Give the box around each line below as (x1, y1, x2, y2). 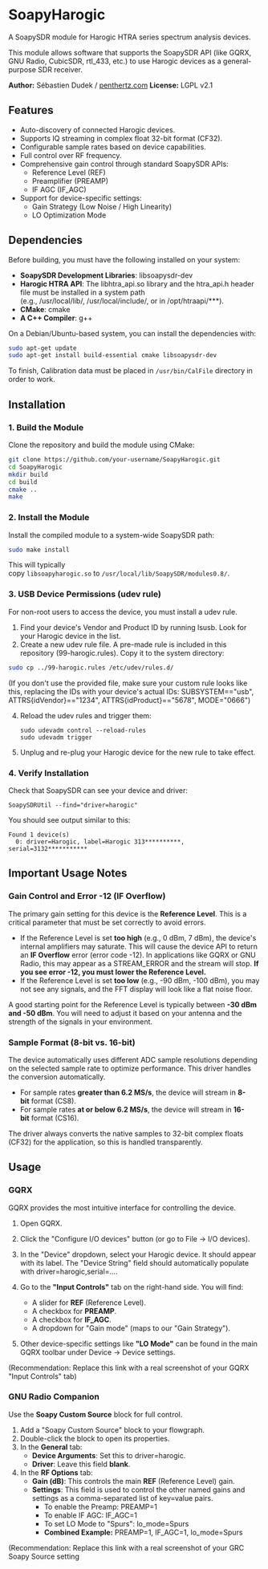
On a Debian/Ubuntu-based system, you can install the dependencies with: (8, 328, 257, 338)
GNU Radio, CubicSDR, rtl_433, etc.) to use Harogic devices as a (8, 56, 222, 66)
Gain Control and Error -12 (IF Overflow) (8, 891, 166, 902)
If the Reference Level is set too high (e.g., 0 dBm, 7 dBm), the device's (19, 933, 257, 942)
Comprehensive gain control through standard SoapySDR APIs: (19, 159, 229, 169)
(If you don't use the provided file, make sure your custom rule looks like (8, 678, 248, 688)
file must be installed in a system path (19, 287, 146, 297)
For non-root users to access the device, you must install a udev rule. (8, 607, 238, 616)
